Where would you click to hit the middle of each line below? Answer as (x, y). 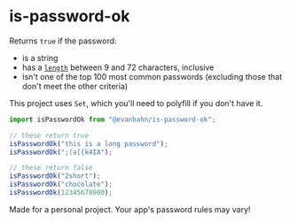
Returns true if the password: (63, 41)
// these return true (49, 135)
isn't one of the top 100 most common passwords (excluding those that (152, 76)
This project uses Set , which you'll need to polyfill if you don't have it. (136, 103)
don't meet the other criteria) (75, 86)
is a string (40, 58)
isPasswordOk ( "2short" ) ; (55, 176)
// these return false (51, 168)
